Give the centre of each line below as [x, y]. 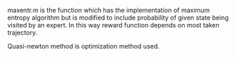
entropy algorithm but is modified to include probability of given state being [118, 18]
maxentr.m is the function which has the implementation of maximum [109, 10]
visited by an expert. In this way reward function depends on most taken [113, 25]
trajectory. [22, 32]
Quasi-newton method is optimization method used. [84, 46]
